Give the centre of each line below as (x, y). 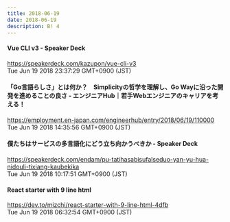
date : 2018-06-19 (32, 20)
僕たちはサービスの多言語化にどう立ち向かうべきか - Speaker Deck (102, 144)
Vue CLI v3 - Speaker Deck (46, 48)
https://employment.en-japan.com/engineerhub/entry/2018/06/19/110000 (111, 120)
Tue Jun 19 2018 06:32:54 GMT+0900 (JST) (70, 212)
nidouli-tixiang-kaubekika (43, 166)
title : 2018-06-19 (33, 13)
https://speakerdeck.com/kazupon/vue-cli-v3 (72, 63)
